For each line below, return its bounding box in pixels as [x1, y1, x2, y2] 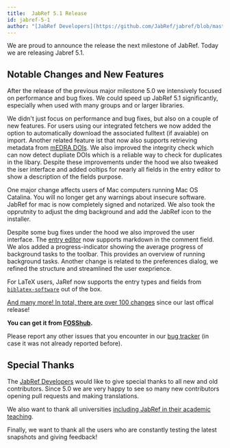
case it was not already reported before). [7, 339, 123, 347]
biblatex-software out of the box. [7, 285, 103, 293]
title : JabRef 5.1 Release [7, 10, 88, 17]
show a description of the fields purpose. [7, 172, 123, 181]
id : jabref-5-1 [7, 16, 51, 23]
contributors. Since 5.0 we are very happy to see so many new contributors [7, 384, 220, 393]
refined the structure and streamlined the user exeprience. [7, 265, 172, 273]
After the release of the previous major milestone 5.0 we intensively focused [7, 87, 222, 95]
